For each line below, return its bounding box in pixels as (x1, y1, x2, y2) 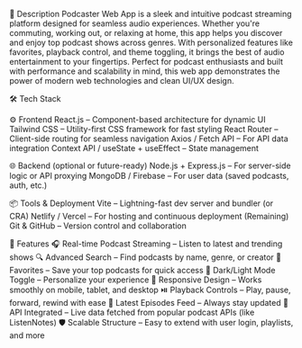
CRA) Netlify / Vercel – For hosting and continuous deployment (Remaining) (9, 211, 289, 221)
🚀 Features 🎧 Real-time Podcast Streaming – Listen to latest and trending (9, 238, 283, 249)
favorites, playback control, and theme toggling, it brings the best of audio (9, 47, 285, 58)
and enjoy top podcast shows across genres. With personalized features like (9, 37, 293, 48)
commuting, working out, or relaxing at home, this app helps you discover (9, 28, 283, 38)
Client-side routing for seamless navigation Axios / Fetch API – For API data (9, 133, 288, 144)
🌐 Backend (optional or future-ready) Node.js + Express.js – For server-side (9, 160, 291, 171)
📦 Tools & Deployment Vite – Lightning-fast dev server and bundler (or (9, 198, 274, 209)
